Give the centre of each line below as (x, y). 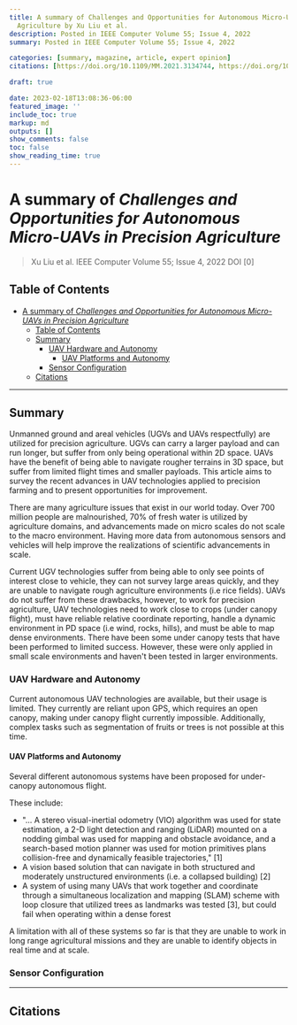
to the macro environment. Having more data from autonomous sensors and (148, 536)
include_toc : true (43, 115)
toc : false (29, 148)
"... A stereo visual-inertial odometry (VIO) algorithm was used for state (151, 820)
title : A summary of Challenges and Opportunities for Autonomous (134, 17)
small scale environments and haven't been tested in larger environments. (144, 657)
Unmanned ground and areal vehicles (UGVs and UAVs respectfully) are (140, 434)
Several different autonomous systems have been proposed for (124, 776)
